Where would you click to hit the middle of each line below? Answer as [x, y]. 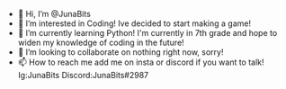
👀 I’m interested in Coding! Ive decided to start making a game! [134, 23]
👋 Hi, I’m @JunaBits [54, 14]
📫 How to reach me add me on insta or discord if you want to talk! [141, 62]
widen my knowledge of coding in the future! [101, 42]
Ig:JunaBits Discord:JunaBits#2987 [83, 75]
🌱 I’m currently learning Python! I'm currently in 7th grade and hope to [147, 33]
